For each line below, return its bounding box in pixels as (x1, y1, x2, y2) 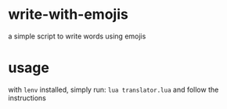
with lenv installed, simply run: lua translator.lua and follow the (8, 85, 219, 94)
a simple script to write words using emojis (8, 31, 146, 41)
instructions (8, 93, 47, 103)
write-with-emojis (8, 5, 129, 24)
